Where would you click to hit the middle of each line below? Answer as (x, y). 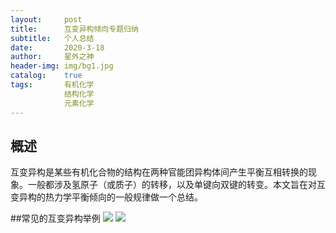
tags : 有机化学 (52, 85)
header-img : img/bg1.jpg (62, 66)
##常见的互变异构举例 (55, 218)
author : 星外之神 (52, 57)
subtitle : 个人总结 (52, 38)
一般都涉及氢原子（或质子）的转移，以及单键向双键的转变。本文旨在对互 (176, 185)
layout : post (46, 19)
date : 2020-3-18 (57, 47)
